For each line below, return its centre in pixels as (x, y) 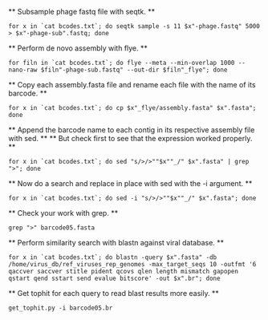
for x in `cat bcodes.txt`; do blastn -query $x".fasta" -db (113, 257)
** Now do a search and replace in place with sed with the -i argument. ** (130, 183)
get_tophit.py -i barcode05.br (61, 308)
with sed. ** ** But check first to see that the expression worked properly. (130, 138)
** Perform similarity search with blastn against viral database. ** (116, 243)
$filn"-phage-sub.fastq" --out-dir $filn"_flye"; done (134, 70)
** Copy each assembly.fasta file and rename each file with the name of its (132, 85)
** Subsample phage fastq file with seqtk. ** (82, 12)
